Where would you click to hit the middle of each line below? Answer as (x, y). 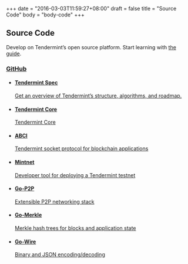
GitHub (16, 69)
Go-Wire (25, 241)
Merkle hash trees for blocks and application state (75, 228)
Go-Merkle (28, 215)
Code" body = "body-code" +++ (46, 15)
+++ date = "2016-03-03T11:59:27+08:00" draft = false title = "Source (91, 9)
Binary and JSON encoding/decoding (60, 255)
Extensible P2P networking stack (54, 201)
